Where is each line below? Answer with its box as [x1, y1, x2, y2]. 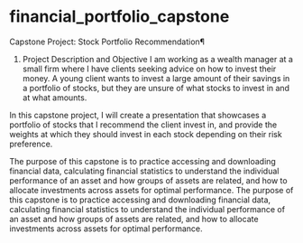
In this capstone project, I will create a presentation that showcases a [9, 109, 267, 120]
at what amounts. [22, 92, 87, 103]
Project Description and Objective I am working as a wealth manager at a [22, 53, 293, 64]
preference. [9, 138, 53, 149]
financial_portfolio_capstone [9, 6, 230, 27]
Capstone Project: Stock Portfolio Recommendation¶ [9, 36, 206, 47]
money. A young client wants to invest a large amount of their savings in [22, 72, 290, 83]
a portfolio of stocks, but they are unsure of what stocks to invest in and [22, 82, 290, 93]
